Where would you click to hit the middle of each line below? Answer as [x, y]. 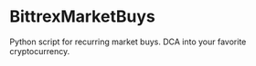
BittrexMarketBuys [82, 17]
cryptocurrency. [40, 51]
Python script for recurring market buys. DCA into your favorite [128, 42]
